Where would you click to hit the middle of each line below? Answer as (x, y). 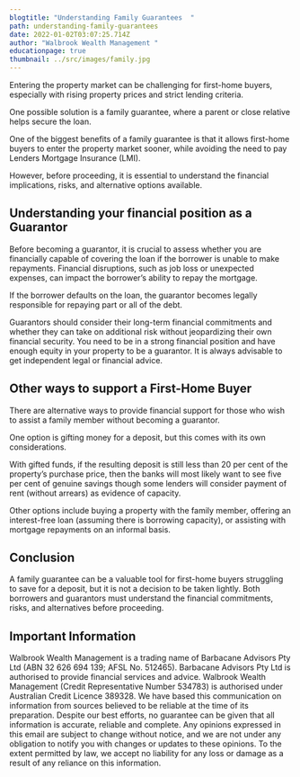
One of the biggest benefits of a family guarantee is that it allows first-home (150, 139)
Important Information (73, 636)
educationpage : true (48, 51)
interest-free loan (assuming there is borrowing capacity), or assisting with (147, 520)
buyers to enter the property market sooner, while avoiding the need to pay (148, 148)
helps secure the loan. (50, 121)
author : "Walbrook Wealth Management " (84, 43)
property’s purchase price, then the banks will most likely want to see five (146, 474)
